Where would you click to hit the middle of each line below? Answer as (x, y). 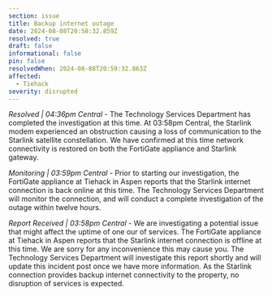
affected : (25, 76)
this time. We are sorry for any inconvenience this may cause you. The (126, 249)
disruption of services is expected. (66, 284)
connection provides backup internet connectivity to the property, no (124, 275)
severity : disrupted (43, 91)
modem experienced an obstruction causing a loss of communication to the (135, 131)
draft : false (30, 46)
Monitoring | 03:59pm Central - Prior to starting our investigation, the (124, 173)
